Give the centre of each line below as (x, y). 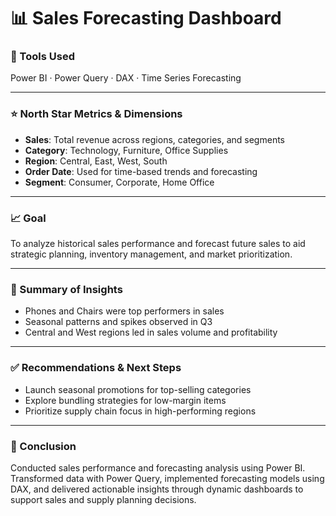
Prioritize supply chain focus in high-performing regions (140, 411)
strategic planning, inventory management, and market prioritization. (151, 254)
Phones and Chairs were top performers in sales (124, 311)
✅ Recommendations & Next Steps (96, 368)
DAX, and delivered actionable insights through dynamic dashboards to (157, 489)
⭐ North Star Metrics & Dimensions (96, 114)
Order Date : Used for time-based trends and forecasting (141, 171)
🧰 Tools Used (42, 57)
